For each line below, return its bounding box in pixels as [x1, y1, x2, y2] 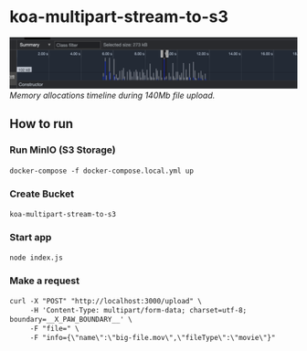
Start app [9, 230, 52, 243]
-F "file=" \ [29, 324, 79, 333]
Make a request [9, 274, 80, 287]
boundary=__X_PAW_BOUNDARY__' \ [9, 314, 132, 324]
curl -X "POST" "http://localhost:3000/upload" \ [9, 296, 203, 305]
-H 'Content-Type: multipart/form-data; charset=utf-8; [29, 305, 248, 314]
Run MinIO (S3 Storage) [9, 144, 116, 156]
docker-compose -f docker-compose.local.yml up [9, 166, 195, 175]
